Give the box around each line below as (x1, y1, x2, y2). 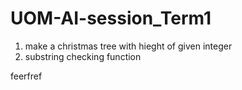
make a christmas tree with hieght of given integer (24, 40, 233, 52)
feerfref (10, 70, 43, 82)
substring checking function (24, 50, 142, 62)
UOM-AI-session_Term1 (10, 7, 212, 30)
